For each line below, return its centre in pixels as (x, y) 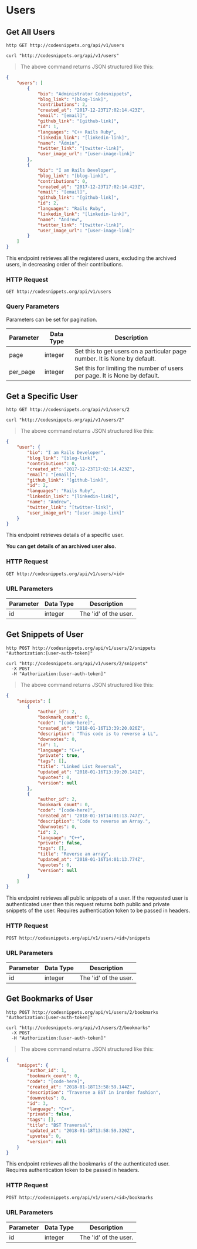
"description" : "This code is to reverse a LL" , (98, 734)
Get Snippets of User (45, 635)
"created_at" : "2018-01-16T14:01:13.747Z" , (91, 816)
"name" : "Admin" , (59, 143)
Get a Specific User (42, 396)
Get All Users (30, 32)
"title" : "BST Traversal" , (60, 1126)
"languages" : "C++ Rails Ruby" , (77, 132)
